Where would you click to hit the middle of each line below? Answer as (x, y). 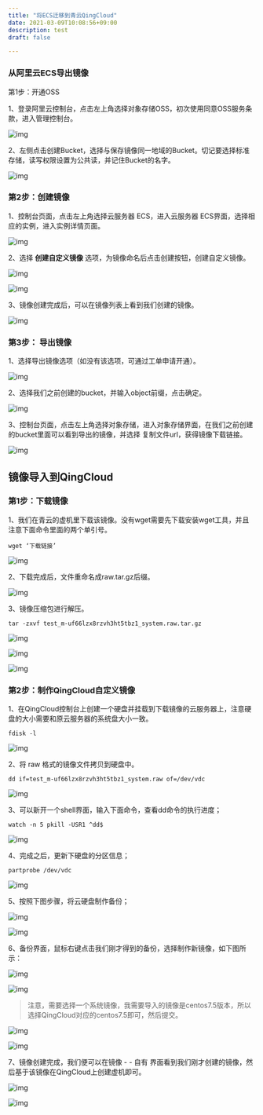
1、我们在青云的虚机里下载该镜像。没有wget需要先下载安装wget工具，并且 (129, 520)
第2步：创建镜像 (39, 197)
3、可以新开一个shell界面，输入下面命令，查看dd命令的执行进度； (115, 810)
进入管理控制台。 (49, 118)
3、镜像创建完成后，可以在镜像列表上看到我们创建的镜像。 (103, 305)
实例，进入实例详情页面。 (63, 225)
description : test (38, 30)
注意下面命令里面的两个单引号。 (60, 529)
